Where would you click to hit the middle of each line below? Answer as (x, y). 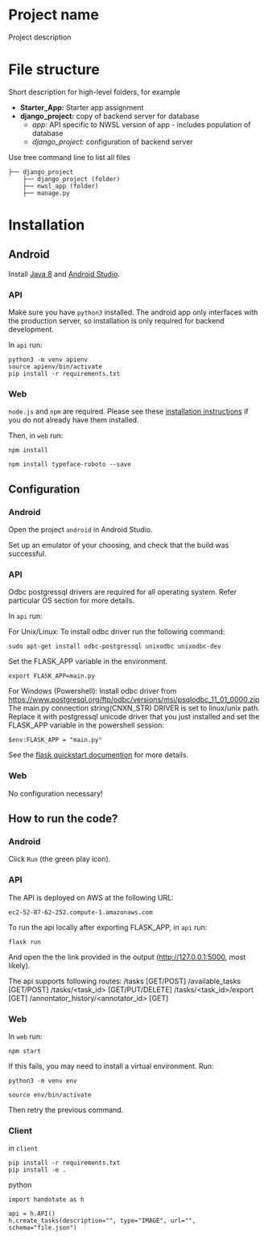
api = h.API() (32, 1214)
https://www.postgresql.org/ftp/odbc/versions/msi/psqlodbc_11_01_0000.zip (134, 700)
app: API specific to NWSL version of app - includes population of (141, 124)
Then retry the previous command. (66, 1110)
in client (23, 1148)
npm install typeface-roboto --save (70, 464)
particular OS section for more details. (72, 600)
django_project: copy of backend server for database (109, 116)
